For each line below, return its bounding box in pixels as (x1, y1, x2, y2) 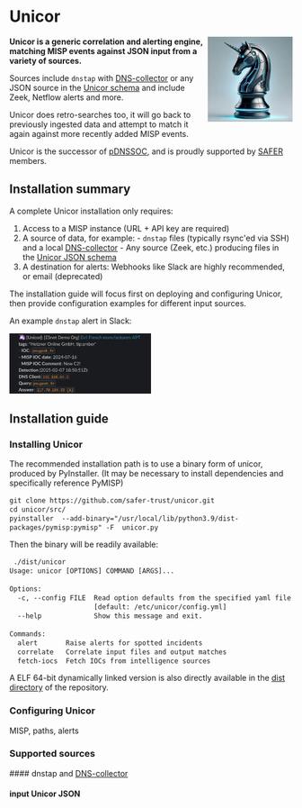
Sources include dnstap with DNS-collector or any (9, 72, 194, 83)
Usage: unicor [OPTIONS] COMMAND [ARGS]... (9, 567, 175, 576)
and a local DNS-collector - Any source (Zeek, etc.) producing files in (22, 241, 280, 253)
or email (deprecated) (22, 270, 103, 281)
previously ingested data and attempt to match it (9, 119, 189, 130)
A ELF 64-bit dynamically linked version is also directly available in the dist (9, 673, 286, 684)
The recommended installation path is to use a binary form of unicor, (9, 458, 263, 469)
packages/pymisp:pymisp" (9, 523, 102, 532)
